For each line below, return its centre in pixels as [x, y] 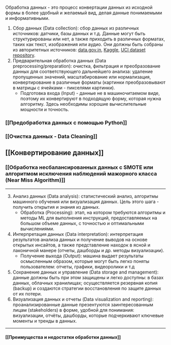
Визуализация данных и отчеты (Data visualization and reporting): [83, 299]
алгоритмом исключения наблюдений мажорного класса [81, 174]
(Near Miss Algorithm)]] [35, 180]
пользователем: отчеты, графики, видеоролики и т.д [77, 266]
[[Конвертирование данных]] [54, 153]
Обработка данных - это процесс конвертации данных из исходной [79, 7]
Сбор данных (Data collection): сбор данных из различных [76, 28]
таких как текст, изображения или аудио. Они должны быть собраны [88, 44]
